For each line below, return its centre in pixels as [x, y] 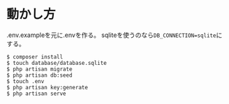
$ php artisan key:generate [47, 87]
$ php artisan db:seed [39, 75]
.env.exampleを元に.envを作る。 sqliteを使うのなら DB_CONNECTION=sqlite [111, 35]
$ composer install [35, 57]
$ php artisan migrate [39, 69]
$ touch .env [25, 81]
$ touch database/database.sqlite [57, 63]
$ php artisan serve [37, 94]
